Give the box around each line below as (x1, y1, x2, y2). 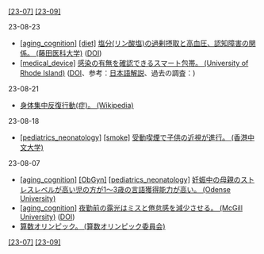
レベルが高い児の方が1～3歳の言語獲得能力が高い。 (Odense (33, 185, 231, 194)
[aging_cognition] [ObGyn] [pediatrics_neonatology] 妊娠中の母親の (19, 175, 241, 184)
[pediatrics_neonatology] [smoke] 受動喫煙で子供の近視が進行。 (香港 (19, 133, 248, 142)
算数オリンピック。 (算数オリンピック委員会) (19, 221, 166, 231)
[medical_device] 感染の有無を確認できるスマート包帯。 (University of (19, 59, 249, 67)
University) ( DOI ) (19, 212, 75, 221)
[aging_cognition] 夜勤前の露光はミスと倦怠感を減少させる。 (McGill (19, 203, 243, 213)
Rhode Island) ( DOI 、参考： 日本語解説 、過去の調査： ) (19, 68, 196, 78)
